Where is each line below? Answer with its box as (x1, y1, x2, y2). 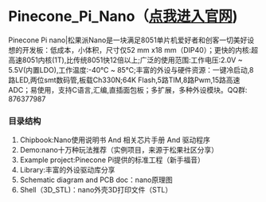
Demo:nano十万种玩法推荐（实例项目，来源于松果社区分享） (19, 145, 219, 155)
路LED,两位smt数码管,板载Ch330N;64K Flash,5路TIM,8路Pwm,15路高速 (8, 75, 241, 85)
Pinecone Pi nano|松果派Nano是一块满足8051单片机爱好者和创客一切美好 (8, 35, 248, 45)
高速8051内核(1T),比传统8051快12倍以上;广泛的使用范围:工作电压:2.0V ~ (8, 55, 243, 65)
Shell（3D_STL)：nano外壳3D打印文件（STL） (19, 185, 173, 195)
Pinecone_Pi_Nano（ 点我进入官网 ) (8, 7, 238, 26)
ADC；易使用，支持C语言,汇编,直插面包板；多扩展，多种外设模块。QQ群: (8, 85, 248, 94)
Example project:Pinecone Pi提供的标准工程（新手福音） (19, 155, 205, 164)
